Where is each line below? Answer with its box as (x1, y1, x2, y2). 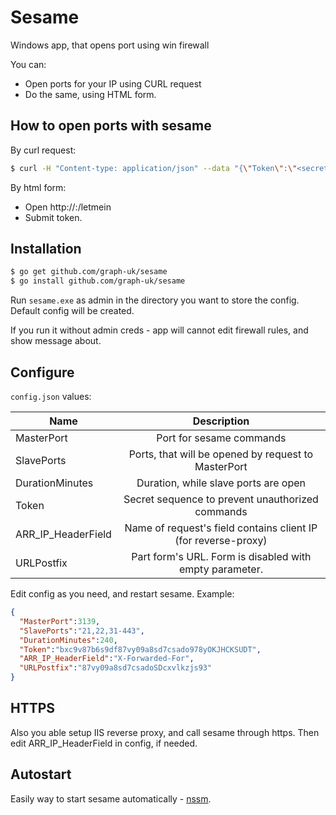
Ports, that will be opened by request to (128, 447, 314, 461)
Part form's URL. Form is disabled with (131, 550, 312, 563)
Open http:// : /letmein (24, 201, 112, 213)
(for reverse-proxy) (174, 534, 268, 547)
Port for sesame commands (156, 431, 287, 445)
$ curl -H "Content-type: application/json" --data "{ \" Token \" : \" (10, 163, 298, 173)
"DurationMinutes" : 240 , (19, 635, 118, 645)
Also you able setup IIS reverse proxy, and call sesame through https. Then (10, 726, 320, 738)
